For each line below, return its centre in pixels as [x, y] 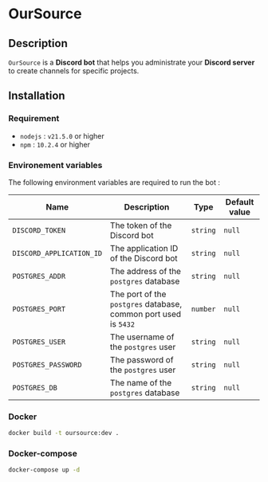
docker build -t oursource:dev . [64, 433]
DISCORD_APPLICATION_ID [57, 253]
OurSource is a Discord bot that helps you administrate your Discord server [132, 62]
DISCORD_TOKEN [39, 230]
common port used [146, 314]
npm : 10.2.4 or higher [55, 144]
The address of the [146, 271]
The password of [142, 359]
